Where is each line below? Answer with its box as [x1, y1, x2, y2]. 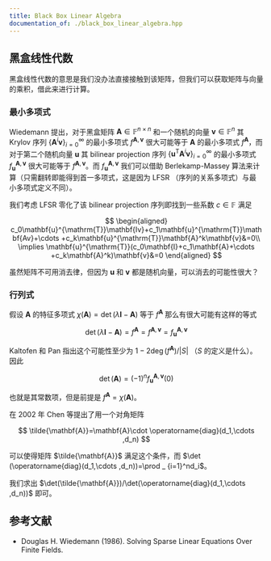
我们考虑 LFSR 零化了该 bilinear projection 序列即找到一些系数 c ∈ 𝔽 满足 [9, 200, 252, 209]
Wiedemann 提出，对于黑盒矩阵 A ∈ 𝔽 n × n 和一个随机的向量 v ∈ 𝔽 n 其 [9, 125, 244, 137]
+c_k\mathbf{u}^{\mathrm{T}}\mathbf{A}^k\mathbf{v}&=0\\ [60, 233, 261, 243]
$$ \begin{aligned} [104, 216, 169, 226]
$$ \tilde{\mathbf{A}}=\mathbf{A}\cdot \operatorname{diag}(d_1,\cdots [18, 425, 255, 435]
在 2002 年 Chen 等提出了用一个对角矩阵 [9, 409, 144, 419]
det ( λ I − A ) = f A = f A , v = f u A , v [85, 325, 188, 339]
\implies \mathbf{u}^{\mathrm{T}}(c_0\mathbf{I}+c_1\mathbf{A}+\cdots [18, 242, 255, 251]
